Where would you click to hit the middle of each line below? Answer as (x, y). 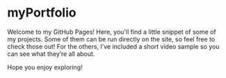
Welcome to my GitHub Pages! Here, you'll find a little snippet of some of (112, 32)
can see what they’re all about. (51, 54)
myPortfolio (42, 13)
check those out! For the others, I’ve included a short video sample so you (113, 46)
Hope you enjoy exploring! (45, 67)
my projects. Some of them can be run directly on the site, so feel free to (111, 39)
